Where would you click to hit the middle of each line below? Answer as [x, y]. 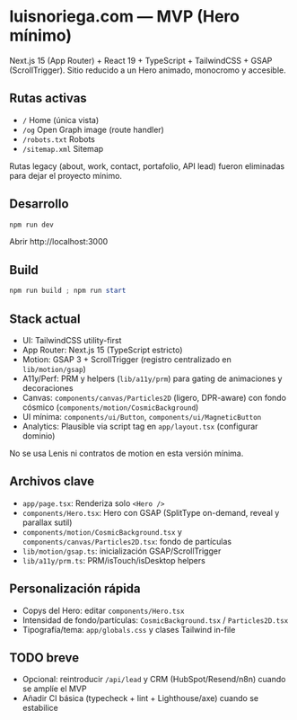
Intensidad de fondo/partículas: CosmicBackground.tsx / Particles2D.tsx [155, 620]
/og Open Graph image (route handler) [93, 129]
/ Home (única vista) [61, 120]
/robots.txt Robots [59, 139]
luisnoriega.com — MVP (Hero [125, 17]
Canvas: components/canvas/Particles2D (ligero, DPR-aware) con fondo [154, 397]
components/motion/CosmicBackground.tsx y [102, 531]
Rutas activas [48, 98]
